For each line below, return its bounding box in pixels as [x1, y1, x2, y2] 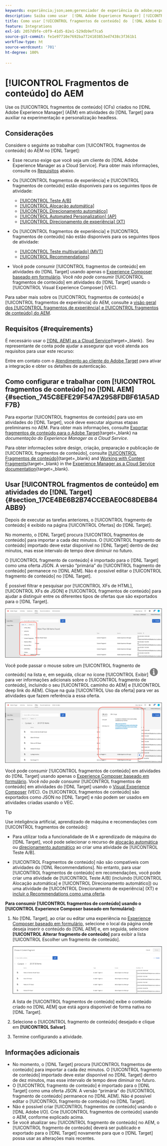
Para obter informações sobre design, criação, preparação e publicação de [5, 445, 159, 451]
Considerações [5, 129, 54, 138]
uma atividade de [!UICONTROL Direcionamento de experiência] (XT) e [12, 886, 158, 892]
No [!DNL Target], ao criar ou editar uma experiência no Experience [12, 915, 151, 921]
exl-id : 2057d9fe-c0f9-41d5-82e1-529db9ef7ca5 [5, 29, 103, 34]
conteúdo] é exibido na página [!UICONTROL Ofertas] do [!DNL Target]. [5, 522, 152, 528]
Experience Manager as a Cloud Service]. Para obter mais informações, [12, 163, 160, 168]
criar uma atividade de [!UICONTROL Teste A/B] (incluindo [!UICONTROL [12, 875, 162, 881]
